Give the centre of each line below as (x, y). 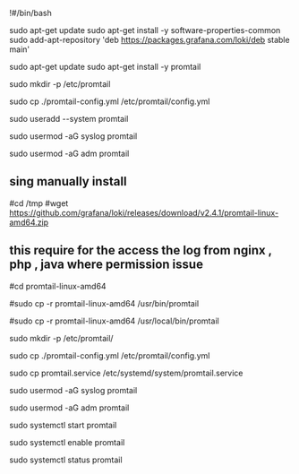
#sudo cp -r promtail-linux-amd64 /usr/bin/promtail (104, 303)
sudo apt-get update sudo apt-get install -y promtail (105, 67)
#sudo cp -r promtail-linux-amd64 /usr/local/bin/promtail (114, 321)
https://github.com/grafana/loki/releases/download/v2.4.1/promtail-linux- (144, 212)
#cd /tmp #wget (39, 203)
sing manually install (68, 181)
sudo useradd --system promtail (69, 119)
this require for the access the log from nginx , (141, 250)
